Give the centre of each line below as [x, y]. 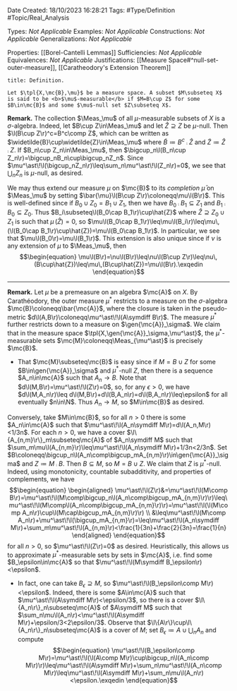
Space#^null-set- [193, 60]
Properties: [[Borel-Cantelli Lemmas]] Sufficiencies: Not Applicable [105, 53]
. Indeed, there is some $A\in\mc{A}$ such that [117, 593]
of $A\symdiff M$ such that [142, 608]
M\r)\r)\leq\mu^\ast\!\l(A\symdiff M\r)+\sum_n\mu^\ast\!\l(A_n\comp [124, 665]
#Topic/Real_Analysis [38, 18]
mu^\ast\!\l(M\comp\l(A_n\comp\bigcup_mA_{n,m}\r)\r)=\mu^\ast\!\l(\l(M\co [119, 505]
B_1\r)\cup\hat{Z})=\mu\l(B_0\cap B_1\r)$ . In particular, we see [130, 230]
